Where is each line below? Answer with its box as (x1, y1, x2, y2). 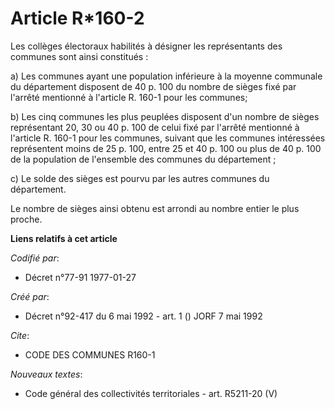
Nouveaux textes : (10, 368, 83, 380)
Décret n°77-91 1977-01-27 (24, 271, 137, 283)
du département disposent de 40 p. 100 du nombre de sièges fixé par (10, 80, 297, 92)
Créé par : (10, 290, 50, 302)
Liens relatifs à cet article (10, 232, 118, 244)
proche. (10, 213, 43, 225)
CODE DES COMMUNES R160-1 (24, 348, 156, 361)
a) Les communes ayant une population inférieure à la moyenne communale (10, 70, 323, 82)
